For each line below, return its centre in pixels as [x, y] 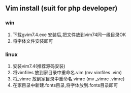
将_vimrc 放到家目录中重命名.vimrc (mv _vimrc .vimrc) [69, 79]
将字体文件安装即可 [33, 41]
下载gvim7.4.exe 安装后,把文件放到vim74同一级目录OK [69, 35]
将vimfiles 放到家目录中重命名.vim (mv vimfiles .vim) [67, 72]
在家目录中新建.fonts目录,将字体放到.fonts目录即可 [65, 85]
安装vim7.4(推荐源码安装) [39, 66]
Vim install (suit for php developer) [61, 8]
